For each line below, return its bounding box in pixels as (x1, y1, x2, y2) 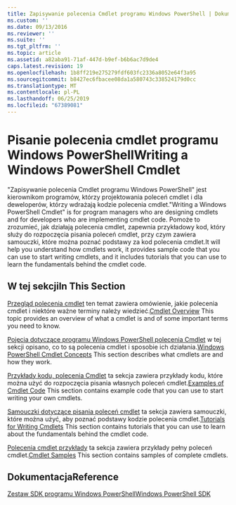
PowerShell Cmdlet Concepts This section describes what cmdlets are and (7, 350, 223, 359)
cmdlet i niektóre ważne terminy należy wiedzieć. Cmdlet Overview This (7, 307, 214, 315)
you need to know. (7, 321, 61, 330)
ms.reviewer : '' (7, 30, 55, 37)
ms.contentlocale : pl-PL (7, 89, 80, 96)
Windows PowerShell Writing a (7, 147, 188, 163)
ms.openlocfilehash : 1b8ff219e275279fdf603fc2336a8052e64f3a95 (7, 69, 197, 76)
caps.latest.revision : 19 (7, 63, 83, 70)
